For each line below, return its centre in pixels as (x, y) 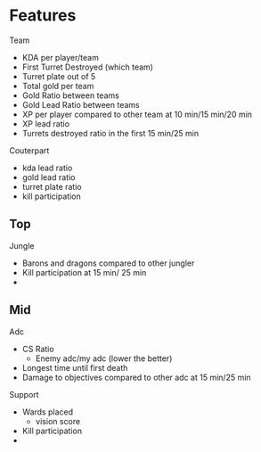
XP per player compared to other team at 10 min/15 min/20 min (137, 114)
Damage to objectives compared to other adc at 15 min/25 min (136, 377)
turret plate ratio (52, 186)
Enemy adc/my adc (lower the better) (104, 358)
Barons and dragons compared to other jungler (108, 263)
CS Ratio (38, 349)
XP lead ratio (45, 123)
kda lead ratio (47, 168)
